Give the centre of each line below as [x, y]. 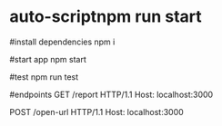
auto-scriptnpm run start [106, 17]
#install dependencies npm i [62, 42]
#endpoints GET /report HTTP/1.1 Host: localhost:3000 [111, 94]
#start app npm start [48, 59]
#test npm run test [44, 77]
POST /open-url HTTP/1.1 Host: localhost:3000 [96, 111]
